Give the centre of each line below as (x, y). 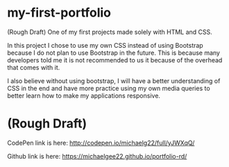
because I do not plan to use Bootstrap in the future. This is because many (114, 53)
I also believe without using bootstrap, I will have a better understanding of (114, 80)
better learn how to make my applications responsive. (84, 96)
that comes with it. (34, 67)
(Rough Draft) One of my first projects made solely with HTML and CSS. (110, 32)
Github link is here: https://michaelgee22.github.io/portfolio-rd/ (97, 156)
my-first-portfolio (59, 13)
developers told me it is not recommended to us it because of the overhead (115, 60)
